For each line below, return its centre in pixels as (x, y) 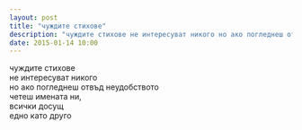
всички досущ (37, 106)
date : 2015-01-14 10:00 (54, 43)
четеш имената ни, (46, 97)
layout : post (34, 17)
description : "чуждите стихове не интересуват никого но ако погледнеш (146, 34)
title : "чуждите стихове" (58, 26)
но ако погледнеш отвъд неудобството (84, 87)
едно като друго (40, 116)
